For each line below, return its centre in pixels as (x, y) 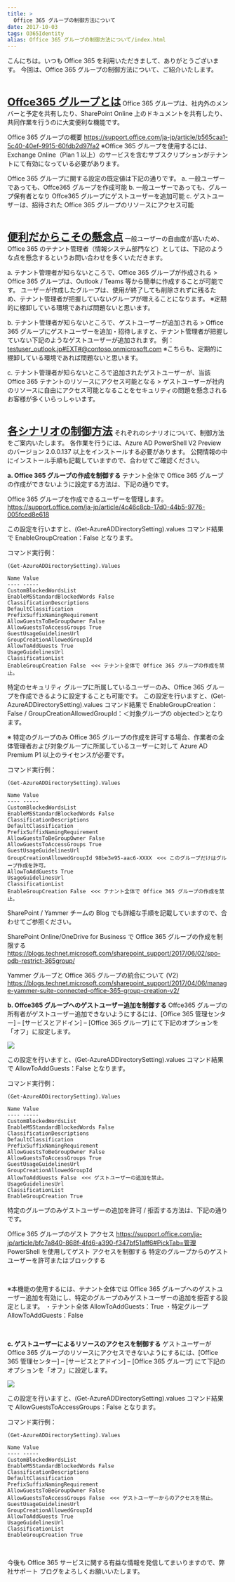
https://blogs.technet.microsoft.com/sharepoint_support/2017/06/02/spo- (114, 954)
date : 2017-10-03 (33, 27)
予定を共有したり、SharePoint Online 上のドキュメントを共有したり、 (126, 114)
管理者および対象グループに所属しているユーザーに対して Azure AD (110, 746)
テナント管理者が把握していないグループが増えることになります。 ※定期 (123, 299)
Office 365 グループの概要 (45, 137)
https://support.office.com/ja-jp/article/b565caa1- (156, 137)
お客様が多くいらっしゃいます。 (53, 399)
